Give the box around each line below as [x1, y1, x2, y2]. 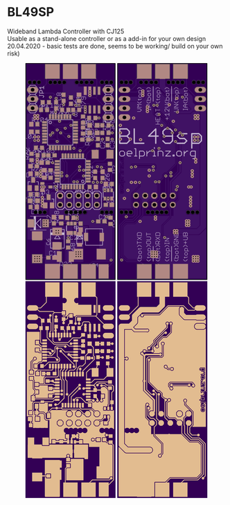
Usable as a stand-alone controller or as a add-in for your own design [7, 34, 206, 42]
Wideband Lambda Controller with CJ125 [7, 27, 125, 35]
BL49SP [7, 4, 54, 20]
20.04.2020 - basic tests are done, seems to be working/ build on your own [7, 42, 223, 50]
